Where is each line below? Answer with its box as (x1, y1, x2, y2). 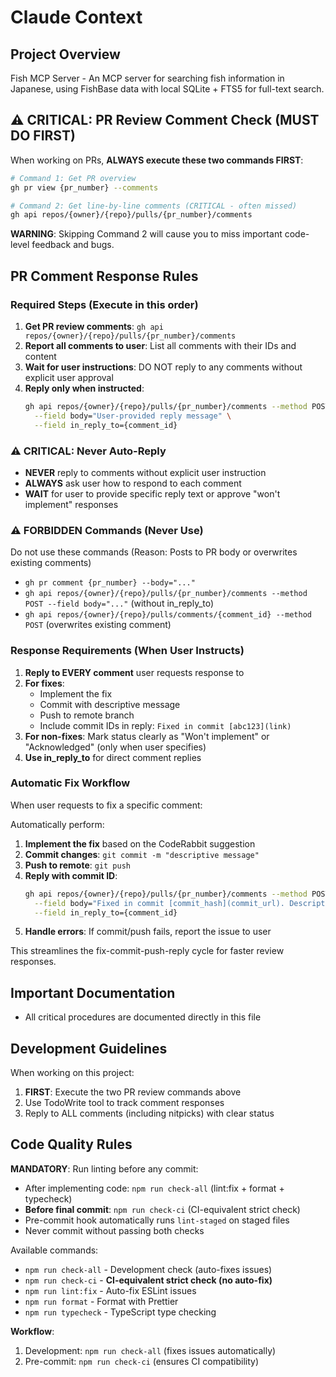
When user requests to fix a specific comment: (10, 799, 203, 811)
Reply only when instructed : (24, 382, 145, 394)
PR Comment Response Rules (10, 267, 199, 285)
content (24, 351, 57, 362)
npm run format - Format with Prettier (24, 1295, 179, 1307)
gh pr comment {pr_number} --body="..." (24, 578, 196, 588)
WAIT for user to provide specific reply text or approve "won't (24, 487, 281, 500)
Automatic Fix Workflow (10, 776, 131, 790)
